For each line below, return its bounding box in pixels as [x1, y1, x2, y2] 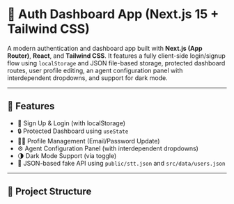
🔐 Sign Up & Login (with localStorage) [17, 118, 126, 127]
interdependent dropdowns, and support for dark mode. [7, 73, 169, 82]
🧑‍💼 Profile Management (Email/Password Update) [17, 136, 160, 145]
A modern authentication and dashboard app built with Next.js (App [7, 44, 203, 52]
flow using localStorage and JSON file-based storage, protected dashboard [7, 58, 226, 67]
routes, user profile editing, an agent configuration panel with [7, 66, 183, 74]
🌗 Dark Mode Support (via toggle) [17, 151, 117, 159]
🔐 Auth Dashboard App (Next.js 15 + [7, 6, 219, 22]
